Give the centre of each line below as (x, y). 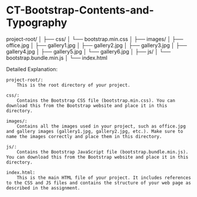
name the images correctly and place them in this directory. (84, 136)
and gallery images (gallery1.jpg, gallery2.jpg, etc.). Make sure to (95, 131)
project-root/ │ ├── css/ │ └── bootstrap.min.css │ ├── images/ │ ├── (95, 39)
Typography (37, 23)
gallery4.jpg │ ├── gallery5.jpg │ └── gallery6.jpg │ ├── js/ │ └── (88, 51)
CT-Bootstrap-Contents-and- (80, 10)
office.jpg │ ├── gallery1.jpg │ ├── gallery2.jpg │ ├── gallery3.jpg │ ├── (97, 45)
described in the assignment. (43, 188)
